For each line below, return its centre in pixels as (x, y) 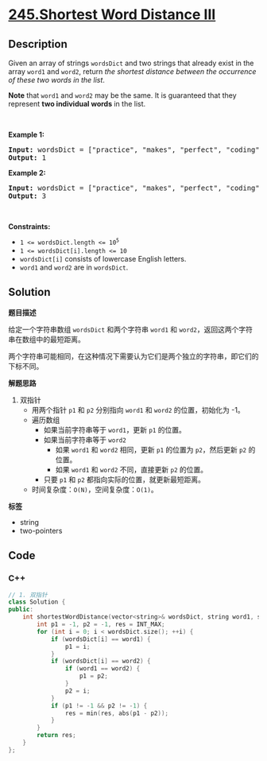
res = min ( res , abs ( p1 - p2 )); (117, 713)
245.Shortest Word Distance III (112, 15)
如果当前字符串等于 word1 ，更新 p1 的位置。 (115, 429)
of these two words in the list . (57, 80)
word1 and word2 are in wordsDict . (74, 267)
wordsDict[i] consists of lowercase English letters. (103, 259)
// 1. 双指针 (28, 595)
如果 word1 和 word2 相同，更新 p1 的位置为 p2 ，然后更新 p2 (151, 449)
